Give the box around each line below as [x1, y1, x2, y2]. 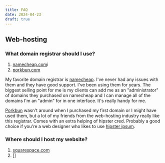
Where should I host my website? [5, 135, 88, 142]
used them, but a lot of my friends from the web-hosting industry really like [5, 113, 160, 119]
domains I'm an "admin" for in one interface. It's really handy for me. [5, 98, 146, 104]
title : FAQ [5, 7, 28, 12]
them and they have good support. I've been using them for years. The [5, 82, 151, 88]
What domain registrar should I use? [5, 50, 95, 57]
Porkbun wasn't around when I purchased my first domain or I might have [5, 107, 156, 113]
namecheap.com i [12, 61, 48, 67]
